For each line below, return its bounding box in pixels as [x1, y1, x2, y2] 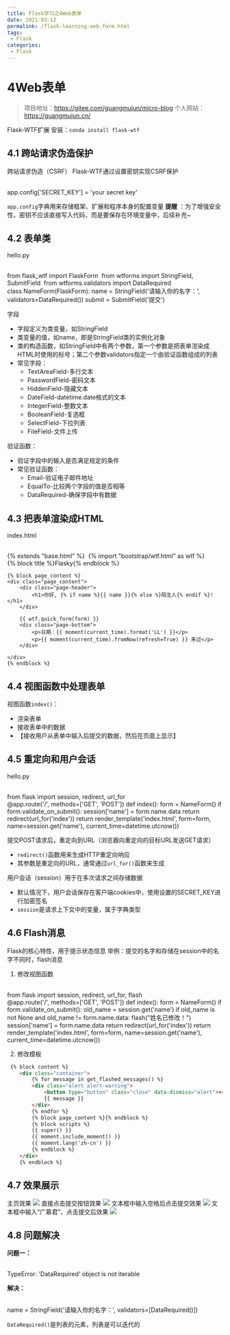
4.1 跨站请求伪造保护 [7, 148, 94, 160]
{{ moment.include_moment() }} [31, 1134, 121, 1141]
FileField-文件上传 [27, 427, 79, 435]
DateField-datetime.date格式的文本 [27, 393, 126, 401]
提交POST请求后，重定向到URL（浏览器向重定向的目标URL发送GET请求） [7, 836, 215, 844]
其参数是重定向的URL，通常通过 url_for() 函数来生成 [16, 859, 165, 867]
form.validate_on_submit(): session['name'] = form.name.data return [7, 807, 200, 815]
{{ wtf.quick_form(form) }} [19, 615, 99, 623]
